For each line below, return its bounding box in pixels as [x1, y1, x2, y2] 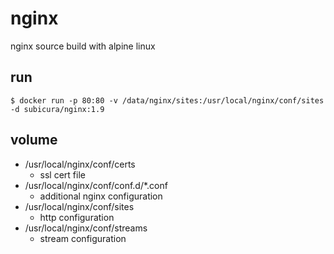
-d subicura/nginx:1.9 [10, 104, 105, 114]
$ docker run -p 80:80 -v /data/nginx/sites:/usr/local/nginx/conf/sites [10, 95, 325, 106]
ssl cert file [39, 168, 86, 181]
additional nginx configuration [39, 190, 163, 202]
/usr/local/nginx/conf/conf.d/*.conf [24, 179, 168, 191]
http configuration [39, 211, 115, 223]
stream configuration [39, 232, 127, 244]
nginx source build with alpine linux [10, 40, 156, 52]
